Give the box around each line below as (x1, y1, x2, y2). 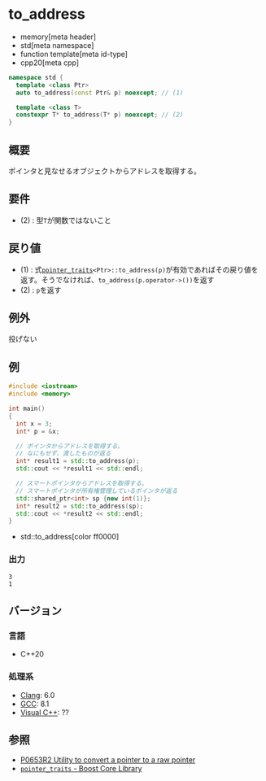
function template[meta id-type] (20, 49, 129, 59)
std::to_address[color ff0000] (20, 532, 120, 542)
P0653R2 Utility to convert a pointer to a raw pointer (20, 755, 196, 765)
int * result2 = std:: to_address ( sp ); (15, 502, 144, 510)
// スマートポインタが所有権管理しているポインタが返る (15, 486, 178, 495)
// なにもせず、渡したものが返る (15, 449, 111, 458)
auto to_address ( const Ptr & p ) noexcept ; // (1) (15, 89, 184, 97)
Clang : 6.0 (20, 690, 55, 700)
